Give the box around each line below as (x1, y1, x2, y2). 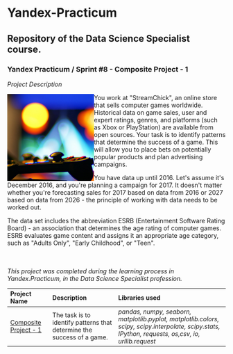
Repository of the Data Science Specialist (7, 33, 191, 45)
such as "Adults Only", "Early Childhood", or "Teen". (7, 239, 155, 247)
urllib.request (118, 337, 156, 345)
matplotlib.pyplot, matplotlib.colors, (118, 314, 220, 323)
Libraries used (118, 293, 161, 302)
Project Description (7, 80, 62, 88)
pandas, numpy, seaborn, (118, 307, 192, 316)
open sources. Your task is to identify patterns (94, 130, 226, 138)
